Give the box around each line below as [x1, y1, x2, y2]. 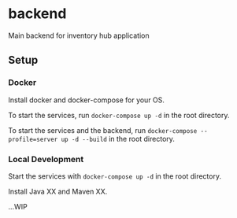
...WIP [8, 201, 28, 211]
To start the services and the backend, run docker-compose [8, 125, 198, 135]
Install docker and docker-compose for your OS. [8, 95, 165, 105]
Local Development [8, 153, 84, 164]
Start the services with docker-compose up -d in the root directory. [8, 171, 222, 181]
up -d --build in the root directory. [61, 134, 176, 143]
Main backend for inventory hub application [8, 31, 150, 40]
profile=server [8, 135, 58, 143]
